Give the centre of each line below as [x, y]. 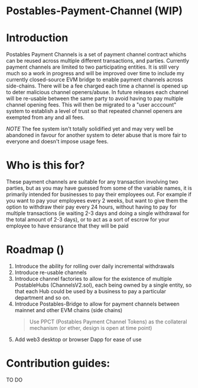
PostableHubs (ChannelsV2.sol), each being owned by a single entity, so [103, 285]
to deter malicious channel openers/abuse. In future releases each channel [97, 92]
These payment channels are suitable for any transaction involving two [92, 182]
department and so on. [43, 298]
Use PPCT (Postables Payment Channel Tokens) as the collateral [108, 322]
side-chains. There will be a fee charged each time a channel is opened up [97, 86]
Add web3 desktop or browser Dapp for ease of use [78, 339]
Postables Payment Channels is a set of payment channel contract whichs [96, 54]
